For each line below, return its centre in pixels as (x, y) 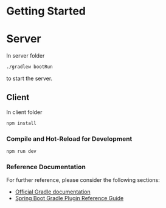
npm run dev (21, 151)
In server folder (26, 56)
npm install (21, 123)
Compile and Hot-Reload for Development (69, 139)
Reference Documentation (46, 167)
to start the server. (29, 78)
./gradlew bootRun (29, 67)
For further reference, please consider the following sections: (83, 180)
